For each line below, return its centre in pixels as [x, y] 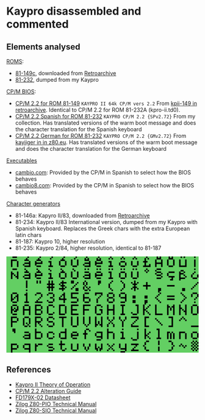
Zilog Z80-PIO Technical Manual [56, 404]
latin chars [28, 235]
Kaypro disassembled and [74, 11]
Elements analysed [43, 47]
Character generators [34, 204]
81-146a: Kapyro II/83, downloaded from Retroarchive [82, 215]
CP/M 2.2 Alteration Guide [48, 391]
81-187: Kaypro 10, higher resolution [60, 241]
